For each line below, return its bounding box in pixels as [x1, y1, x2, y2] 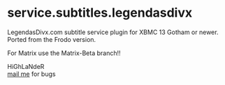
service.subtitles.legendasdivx [7, 5, 193, 21]
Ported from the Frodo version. [7, 35, 96, 43]
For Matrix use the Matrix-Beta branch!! [7, 49, 121, 57]
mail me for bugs [7, 70, 56, 78]
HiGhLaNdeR [7, 62, 45, 70]
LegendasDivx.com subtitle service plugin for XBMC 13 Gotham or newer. [7, 28, 219, 36]
